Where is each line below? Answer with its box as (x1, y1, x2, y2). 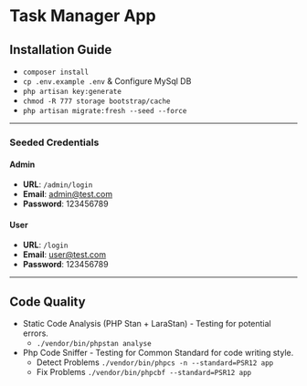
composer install (22, 68, 90, 77)
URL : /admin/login (22, 179, 93, 190)
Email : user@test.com (22, 249, 107, 260)
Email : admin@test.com (22, 189, 112, 200)
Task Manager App (9, 5, 157, 26)
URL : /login (22, 239, 69, 251)
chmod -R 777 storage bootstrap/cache (22, 97, 171, 106)
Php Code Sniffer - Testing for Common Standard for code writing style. (22, 348, 294, 359)
